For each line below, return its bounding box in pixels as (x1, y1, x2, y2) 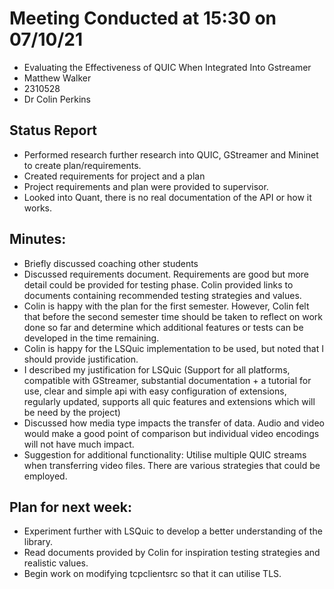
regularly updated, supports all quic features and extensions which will (23, 395, 316, 407)
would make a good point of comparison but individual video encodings (23, 427, 320, 439)
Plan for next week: (9, 498, 132, 516)
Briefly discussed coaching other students (23, 257, 199, 269)
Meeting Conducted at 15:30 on (9, 7, 277, 30)
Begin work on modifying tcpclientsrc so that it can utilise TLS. (23, 568, 282, 580)
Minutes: (9, 231, 67, 248)
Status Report (9, 122, 98, 139)
